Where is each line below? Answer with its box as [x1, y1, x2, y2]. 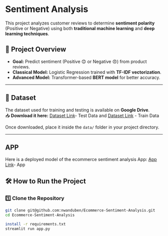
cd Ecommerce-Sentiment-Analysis [5, 212, 75, 217]
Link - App [5, 161, 25, 168]
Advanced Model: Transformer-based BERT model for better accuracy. [12, 74, 160, 80]
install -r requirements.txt [5, 221, 66, 226]
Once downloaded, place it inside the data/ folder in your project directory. [5, 124, 159, 130]
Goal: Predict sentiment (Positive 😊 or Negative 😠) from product [12, 58, 147, 64]
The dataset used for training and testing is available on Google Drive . [5, 106, 150, 113]
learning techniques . [5, 30, 49, 36]
